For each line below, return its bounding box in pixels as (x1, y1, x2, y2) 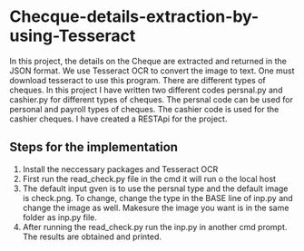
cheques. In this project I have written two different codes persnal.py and (9, 84, 283, 95)
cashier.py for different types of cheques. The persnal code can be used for (9, 93, 293, 105)
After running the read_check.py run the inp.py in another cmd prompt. (22, 221, 288, 232)
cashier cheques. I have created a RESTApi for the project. (9, 113, 228, 124)
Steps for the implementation (9, 140, 179, 155)
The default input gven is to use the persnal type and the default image (22, 183, 289, 194)
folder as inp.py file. (22, 211, 98, 223)
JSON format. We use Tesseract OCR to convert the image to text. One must (9, 65, 295, 76)
